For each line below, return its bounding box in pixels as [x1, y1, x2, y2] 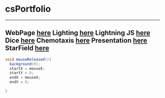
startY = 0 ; [9, 71, 34, 76]
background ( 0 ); [9, 61, 41, 66]
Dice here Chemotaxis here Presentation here [5, 37, 147, 45]
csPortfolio [5, 3, 51, 15]
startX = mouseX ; [9, 66, 45, 71]
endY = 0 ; [9, 79, 29, 85]
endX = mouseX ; [9, 75, 41, 80]
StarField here [5, 44, 50, 52]
